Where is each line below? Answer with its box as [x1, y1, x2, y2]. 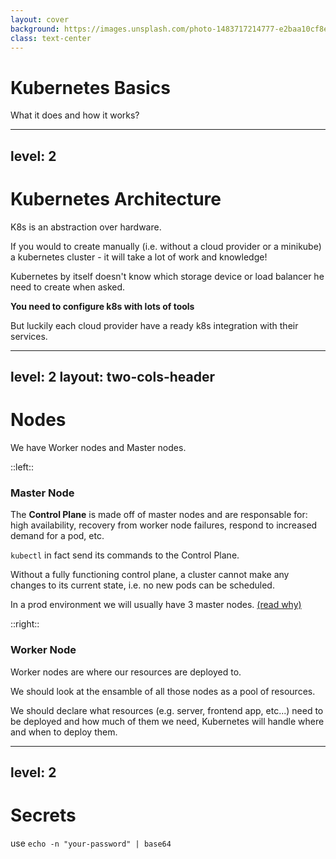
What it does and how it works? [10, 109, 140, 121]
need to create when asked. [10, 281, 126, 293]
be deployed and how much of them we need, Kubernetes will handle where [10, 715, 325, 727]
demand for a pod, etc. [10, 530, 105, 542]
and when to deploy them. [10, 726, 118, 738]
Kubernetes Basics [10, 76, 171, 99]
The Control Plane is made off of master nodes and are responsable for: [10, 509, 308, 521]
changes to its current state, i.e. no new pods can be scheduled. [10, 579, 275, 591]
